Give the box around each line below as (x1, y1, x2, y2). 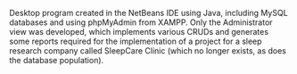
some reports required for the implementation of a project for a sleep (9, 36, 262, 46)
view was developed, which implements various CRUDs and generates (9, 27, 269, 37)
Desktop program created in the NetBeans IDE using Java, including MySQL (9, 8, 288, 18)
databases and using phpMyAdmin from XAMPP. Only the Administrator (9, 17, 274, 28)
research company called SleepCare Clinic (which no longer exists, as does (9, 45, 287, 56)
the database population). (9, 55, 104, 65)
